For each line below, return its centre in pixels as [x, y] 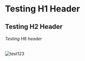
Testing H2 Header [34, 27]
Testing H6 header [24, 39]
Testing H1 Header [42, 9]
